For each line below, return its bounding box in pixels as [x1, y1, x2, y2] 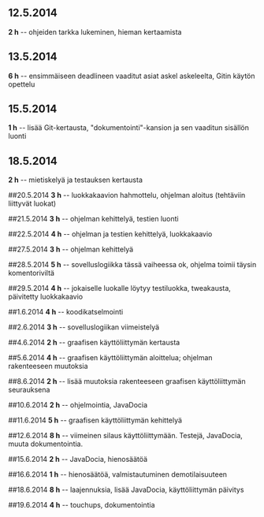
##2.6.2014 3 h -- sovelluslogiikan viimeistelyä [8, 322, 160, 332]
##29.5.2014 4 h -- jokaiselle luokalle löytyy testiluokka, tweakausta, [8, 284, 231, 293]
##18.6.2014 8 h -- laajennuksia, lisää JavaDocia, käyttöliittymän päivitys [8, 485, 244, 495]
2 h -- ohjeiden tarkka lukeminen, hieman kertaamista [8, 27, 182, 36]
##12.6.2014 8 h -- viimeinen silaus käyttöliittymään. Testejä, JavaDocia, [8, 431, 243, 441]
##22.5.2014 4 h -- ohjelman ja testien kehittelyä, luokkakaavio [8, 229, 213, 239]
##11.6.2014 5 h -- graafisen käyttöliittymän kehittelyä [8, 415, 183, 425]
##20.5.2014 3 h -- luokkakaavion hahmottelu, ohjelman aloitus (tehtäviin [8, 191, 246, 200]
